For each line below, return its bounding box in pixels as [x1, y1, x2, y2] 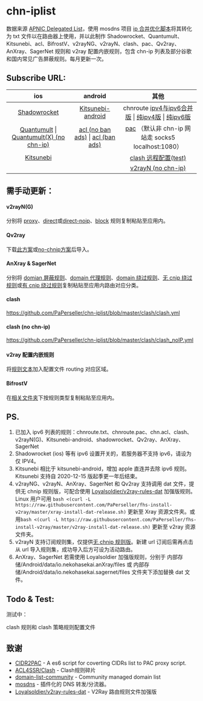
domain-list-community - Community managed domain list [14, 673, 161, 680]
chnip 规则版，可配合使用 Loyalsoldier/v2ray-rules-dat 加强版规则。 [27, 488, 196, 495]
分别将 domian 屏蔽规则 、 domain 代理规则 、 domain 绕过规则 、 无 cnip [6, 274, 181, 281]
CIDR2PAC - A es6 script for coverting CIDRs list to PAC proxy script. [14, 659, 187, 667]
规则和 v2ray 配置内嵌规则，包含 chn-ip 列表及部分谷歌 [54, 47, 192, 55]
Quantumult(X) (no [11, 133, 65, 141]
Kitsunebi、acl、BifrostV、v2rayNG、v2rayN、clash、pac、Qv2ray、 [6, 40, 180, 47]
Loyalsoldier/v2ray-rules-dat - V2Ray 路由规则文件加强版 [14, 688, 157, 695]
